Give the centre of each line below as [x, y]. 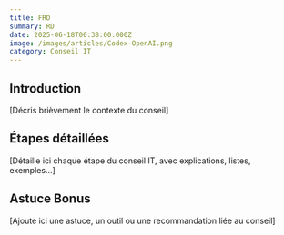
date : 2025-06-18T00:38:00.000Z [71, 34]
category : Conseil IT [51, 52]
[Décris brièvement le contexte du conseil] [89, 110]
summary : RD [32, 26]
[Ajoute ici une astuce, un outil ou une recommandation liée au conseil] [142, 220]
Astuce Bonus [50, 199]
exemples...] [33, 170]
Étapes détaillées [59, 138]
